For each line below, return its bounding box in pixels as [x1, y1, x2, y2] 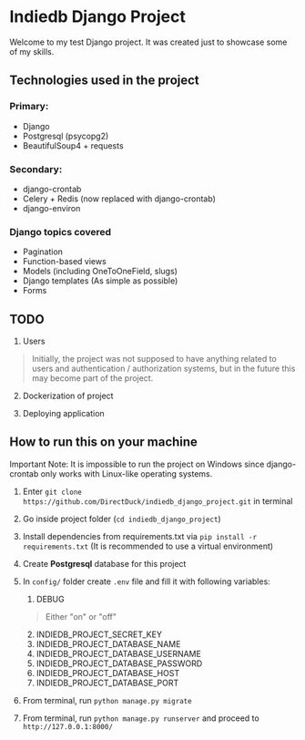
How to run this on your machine [9, 435, 198, 450]
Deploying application [22, 408, 105, 419]
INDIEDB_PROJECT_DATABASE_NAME [36, 638, 181, 649]
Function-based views [22, 256, 107, 267]
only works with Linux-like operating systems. [40, 468, 213, 479]
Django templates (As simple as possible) [22, 275, 178, 286]
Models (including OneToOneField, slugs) [22, 266, 178, 277]
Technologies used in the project [9, 73, 200, 88]
